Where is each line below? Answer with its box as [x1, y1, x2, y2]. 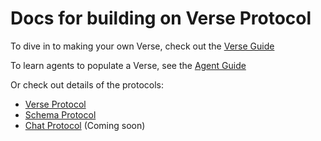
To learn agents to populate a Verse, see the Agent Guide [10, 59, 247, 71]
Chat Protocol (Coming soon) [24, 119, 146, 131]
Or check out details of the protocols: [10, 78, 165, 91]
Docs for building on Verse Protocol [10, 7, 312, 30]
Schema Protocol [24, 108, 97, 121]
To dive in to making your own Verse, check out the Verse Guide [10, 40, 275, 52]
